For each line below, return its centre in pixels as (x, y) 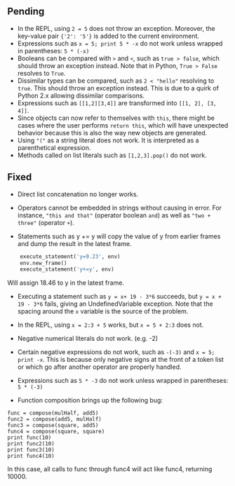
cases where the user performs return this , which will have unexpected (123, 125)
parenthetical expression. (54, 147)
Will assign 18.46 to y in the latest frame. (66, 283)
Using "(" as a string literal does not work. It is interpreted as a (108, 140)
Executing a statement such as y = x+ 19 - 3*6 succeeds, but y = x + (120, 297)
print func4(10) (31, 456)
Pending (26, 12)
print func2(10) (31, 444)
